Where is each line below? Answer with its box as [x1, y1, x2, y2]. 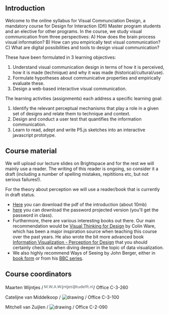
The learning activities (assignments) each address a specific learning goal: [5, 95, 163, 101]
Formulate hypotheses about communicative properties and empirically [12, 74, 161, 81]
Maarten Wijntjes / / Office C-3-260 [5, 285, 129, 291]
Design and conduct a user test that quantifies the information [12, 116, 142, 122]
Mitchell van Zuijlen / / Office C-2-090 [5, 304, 107, 310]
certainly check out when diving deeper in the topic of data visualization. [12, 244, 164, 250]
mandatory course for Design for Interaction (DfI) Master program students [5, 23, 161, 29]
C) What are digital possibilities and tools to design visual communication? [5, 44, 160, 50]
